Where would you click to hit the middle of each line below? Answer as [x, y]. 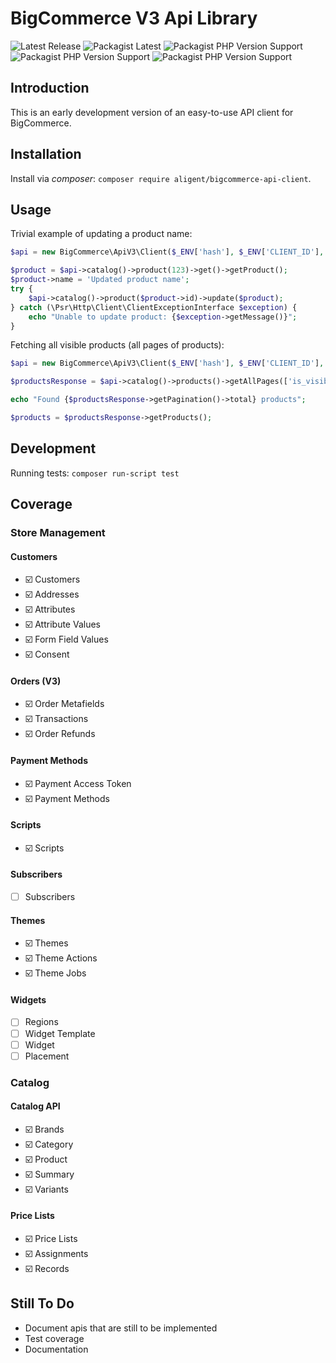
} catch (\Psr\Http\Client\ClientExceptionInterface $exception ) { [154, 307]
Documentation [56, 1349]
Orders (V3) [36, 681]
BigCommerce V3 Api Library [134, 18]
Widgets [28, 999]
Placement [47, 1056]
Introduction [50, 88]
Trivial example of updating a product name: [101, 234]
